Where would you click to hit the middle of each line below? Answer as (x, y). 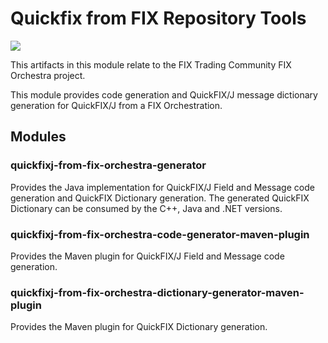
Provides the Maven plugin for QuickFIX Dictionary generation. (139, 327)
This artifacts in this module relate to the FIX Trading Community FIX (151, 64)
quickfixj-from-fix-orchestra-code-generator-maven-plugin (160, 234)
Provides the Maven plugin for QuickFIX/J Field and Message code (147, 256)
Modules (38, 137)
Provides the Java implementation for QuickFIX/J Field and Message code (162, 187)
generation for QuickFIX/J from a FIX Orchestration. (116, 105)
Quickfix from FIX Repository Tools (158, 18)
